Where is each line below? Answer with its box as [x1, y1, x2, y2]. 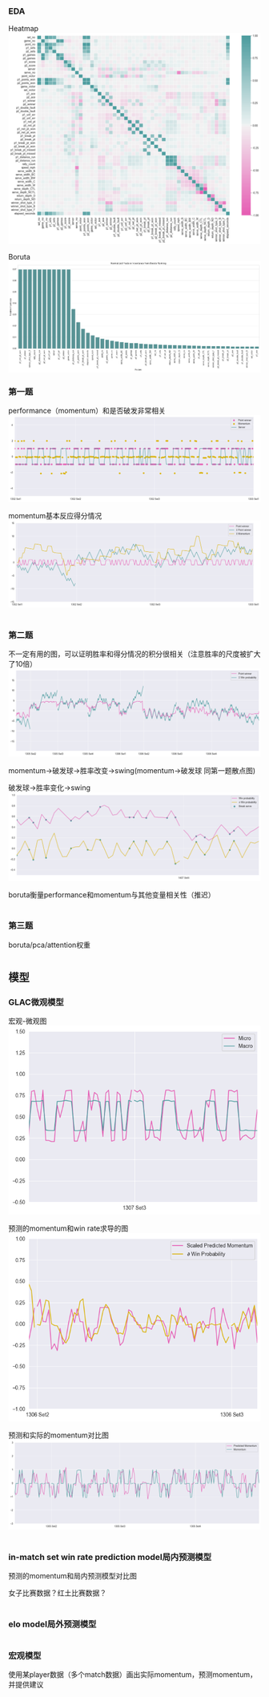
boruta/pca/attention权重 [8, 940, 90, 949]
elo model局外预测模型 [8, 1618, 97, 1630]
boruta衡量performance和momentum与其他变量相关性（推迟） [8, 890, 215, 900]
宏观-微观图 [8, 1016, 47, 1026]
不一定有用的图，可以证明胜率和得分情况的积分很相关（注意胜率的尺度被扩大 [8, 649, 261, 659]
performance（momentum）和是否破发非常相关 [8, 406, 166, 416]
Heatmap [8, 24, 38, 34]
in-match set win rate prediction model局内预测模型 [8, 1551, 212, 1562]
